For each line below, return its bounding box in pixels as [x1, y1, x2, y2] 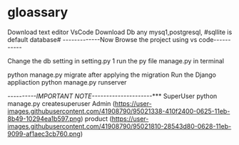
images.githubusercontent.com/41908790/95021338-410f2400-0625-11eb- [7, 107, 230, 115]
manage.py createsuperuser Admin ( [7, 99, 116, 107]
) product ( [81, 114, 112, 123]
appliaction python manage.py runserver [7, 77, 127, 86]
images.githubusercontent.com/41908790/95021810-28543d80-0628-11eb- [7, 122, 232, 130]
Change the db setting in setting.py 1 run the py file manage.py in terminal [7, 56, 225, 65]
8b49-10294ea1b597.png [7, 114, 81, 123]
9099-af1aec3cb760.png [7, 129, 81, 138]
